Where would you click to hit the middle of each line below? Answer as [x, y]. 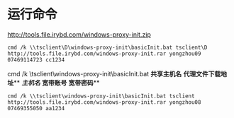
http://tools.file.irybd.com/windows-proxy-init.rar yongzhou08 [104, 102]
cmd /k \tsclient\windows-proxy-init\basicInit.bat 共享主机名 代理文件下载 [114, 73]
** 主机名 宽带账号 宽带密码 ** [57, 83]
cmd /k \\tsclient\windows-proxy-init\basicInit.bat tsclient [101, 96]
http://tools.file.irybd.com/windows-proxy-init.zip [79, 34]
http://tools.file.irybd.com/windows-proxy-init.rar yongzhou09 [104, 54]
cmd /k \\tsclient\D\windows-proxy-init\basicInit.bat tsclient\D [107, 47]
